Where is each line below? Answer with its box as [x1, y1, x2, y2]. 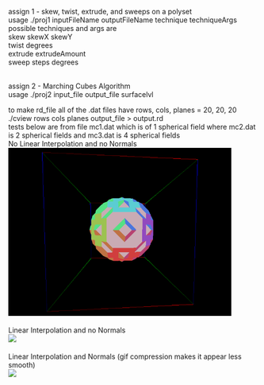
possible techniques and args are [8, 24, 117, 33]
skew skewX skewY [8, 32, 73, 41]
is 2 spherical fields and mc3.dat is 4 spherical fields [8, 130, 181, 140]
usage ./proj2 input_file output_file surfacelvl [8, 90, 154, 99]
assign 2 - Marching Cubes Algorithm [8, 81, 131, 91]
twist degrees [8, 41, 53, 50]
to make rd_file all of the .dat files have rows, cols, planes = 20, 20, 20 [8, 105, 237, 115]
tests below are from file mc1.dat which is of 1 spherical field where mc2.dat [8, 122, 256, 131]
